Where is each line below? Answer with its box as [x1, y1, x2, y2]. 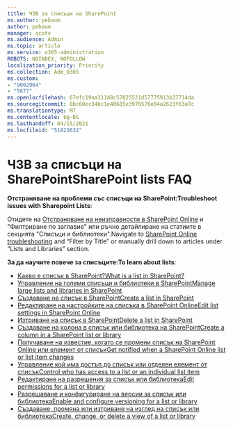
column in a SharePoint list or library [17, 331, 122, 339]
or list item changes [17, 353, 74, 362]
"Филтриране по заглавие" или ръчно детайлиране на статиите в [7, 223, 202, 231]
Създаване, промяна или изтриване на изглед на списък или [17, 405, 200, 413]
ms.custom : [7, 74, 39, 82]
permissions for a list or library [17, 382, 106, 391]
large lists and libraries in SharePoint [17, 287, 122, 295]
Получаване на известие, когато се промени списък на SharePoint [17, 338, 216, 346]
